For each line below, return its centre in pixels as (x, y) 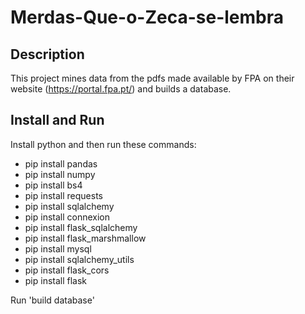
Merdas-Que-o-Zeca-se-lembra (147, 17)
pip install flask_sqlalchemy (81, 227)
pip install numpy (60, 174)
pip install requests (63, 195)
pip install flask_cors (67, 270)
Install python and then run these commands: (103, 144)
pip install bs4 (53, 185)
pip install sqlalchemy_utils (79, 259)
